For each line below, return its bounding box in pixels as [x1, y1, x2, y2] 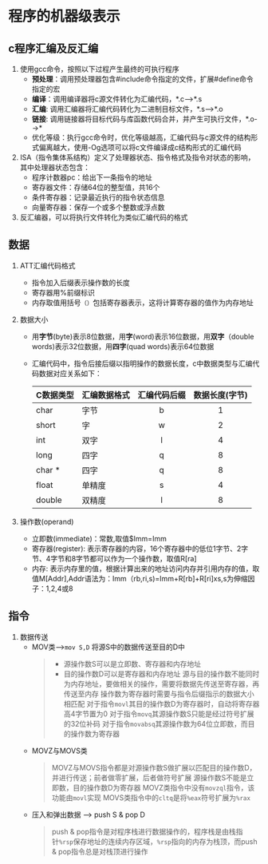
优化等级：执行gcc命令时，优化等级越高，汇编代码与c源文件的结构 [31, 133, 251, 142]
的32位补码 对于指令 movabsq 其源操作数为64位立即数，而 [63, 719, 249, 728]
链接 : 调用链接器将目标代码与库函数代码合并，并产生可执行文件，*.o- [31, 114, 258, 124]
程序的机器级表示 [8, 7, 121, 26]
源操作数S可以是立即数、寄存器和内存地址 [63, 659, 202, 668]
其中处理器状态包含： [19, 163, 90, 172]
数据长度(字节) [193, 389, 248, 400]
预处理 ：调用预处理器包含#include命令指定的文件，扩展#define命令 [31, 74, 254, 84]
